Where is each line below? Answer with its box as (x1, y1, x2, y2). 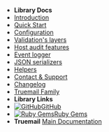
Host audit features (13, 43, 70, 51)
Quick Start (13, 21, 47, 29)
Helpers (13, 66, 37, 73)
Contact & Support (13, 73, 68, 81)
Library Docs (13, 6, 52, 14)
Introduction (13, 13, 50, 22)
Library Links (13, 95, 54, 103)
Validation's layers (13, 36, 67, 44)
